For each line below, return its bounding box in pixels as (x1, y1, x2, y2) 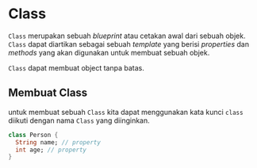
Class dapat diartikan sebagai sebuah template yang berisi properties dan (8, 39, 250, 48)
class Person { (8, 131, 59, 139)
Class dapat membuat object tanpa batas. (8, 63, 145, 72)
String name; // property (15, 138, 102, 147)
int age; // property (15, 146, 87, 154)
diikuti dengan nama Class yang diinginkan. (8, 116, 151, 125)
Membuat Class (8, 86, 88, 100)
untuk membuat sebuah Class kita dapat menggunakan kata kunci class (8, 107, 244, 116)
